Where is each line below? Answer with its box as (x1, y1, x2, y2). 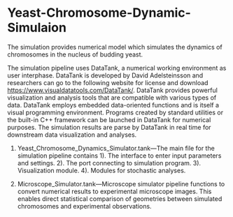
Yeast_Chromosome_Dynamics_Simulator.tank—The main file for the (17, 144, 215, 152)
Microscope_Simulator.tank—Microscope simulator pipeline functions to (17, 179, 225, 188)
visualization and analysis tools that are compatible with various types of (7, 93, 217, 102)
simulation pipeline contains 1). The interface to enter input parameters (17, 151, 222, 160)
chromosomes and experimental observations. (17, 202, 152, 210)
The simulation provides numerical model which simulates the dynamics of (7, 43, 223, 51)
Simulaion (7, 20, 66, 36)
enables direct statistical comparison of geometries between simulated (17, 194, 223, 203)
